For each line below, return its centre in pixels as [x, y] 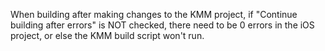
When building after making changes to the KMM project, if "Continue [154, 14]
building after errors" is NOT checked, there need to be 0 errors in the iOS [162, 25]
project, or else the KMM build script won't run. [107, 35]
